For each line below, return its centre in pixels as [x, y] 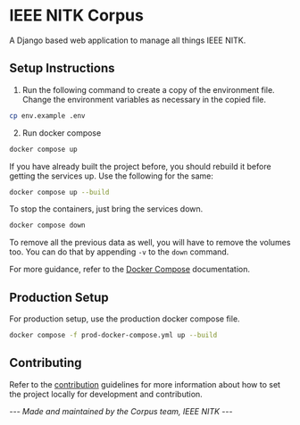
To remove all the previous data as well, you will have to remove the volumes [150, 243]
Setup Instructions [62, 68]
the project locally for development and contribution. [106, 394]
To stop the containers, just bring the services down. [106, 209]
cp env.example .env [48, 116]
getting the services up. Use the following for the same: [112, 176]
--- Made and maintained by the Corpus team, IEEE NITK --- [121, 411]
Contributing [46, 363]
